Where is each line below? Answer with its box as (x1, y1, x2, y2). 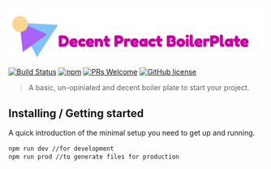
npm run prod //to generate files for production (8, 153, 180, 161)
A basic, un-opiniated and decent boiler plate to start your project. (28, 83, 250, 93)
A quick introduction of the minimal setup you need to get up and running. (8, 128, 256, 138)
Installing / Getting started (8, 106, 144, 120)
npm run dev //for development (8, 145, 114, 153)
